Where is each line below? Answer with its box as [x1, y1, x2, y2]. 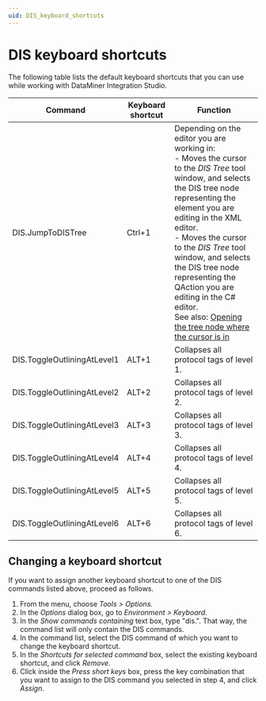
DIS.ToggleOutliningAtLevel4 [12, 452, 120, 463]
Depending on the [173, 122, 241, 133]
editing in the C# [173, 291, 236, 302]
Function [196, 104, 231, 115]
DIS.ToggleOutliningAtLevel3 [12, 419, 120, 430]
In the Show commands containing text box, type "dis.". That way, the [19, 616, 248, 626]
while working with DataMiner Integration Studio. [8, 80, 168, 90]
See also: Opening [173, 311, 243, 322]
